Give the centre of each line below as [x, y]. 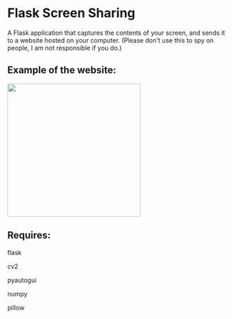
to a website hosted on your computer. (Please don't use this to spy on [111, 40]
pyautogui [22, 280]
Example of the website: [62, 70]
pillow [16, 308]
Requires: [29, 236]
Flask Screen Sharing [72, 13]
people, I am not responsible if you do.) [65, 48]
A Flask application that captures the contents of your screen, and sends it [116, 33]
